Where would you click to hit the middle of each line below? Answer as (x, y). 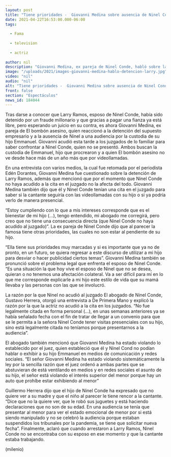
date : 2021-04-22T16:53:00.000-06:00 (45, 19)
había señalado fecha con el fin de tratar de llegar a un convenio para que (83, 317)
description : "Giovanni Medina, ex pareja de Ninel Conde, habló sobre (83, 67)
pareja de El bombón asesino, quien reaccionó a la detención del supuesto (83, 131)
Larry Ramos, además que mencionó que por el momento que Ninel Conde (84, 179)
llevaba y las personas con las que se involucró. (55, 285)
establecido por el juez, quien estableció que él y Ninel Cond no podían (80, 348)
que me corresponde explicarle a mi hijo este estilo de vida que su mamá (82, 280)
